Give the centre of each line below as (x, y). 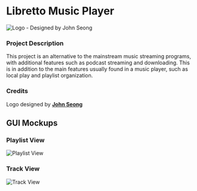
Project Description (35, 43)
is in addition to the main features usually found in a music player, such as (97, 69)
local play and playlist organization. (50, 76)
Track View (23, 169)
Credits (17, 91)
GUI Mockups (32, 123)
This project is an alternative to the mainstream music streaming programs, (99, 56)
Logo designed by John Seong (44, 104)
